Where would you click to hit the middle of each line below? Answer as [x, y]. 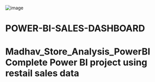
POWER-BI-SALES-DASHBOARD [75, 29]
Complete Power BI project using [76, 62]
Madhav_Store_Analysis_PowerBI [78, 52]
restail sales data [42, 73]
